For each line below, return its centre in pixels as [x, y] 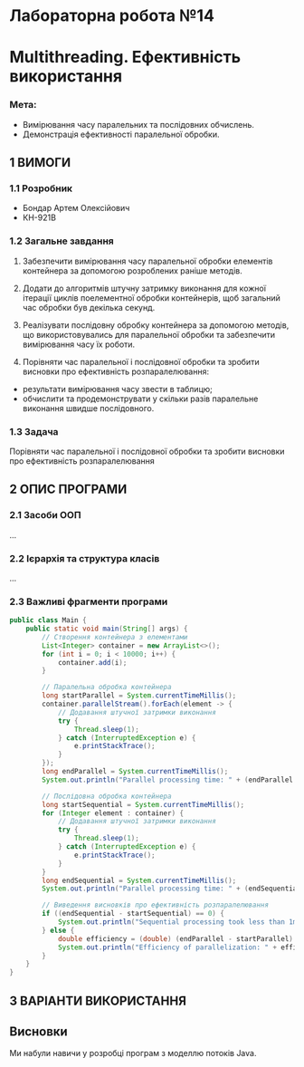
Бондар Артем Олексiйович [76, 208]
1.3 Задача [34, 431]
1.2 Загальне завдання [62, 241]
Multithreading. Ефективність [125, 58]
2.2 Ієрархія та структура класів [85, 558]
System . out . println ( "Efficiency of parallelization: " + [167, 947]
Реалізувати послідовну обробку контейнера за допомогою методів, [156, 325]
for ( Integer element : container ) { [113, 813]
